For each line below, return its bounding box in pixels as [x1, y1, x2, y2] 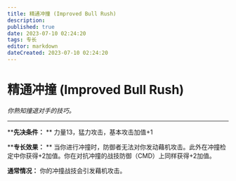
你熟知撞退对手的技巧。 [7, 106, 75, 114]
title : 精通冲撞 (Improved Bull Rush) [7, 10, 117, 18]
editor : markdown [7, 43, 58, 50]
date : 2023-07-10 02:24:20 [7, 29, 86, 37]
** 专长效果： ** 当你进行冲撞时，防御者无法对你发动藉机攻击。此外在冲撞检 [7, 142, 226, 151]
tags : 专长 [7, 36, 37, 43]
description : [7, 17, 46, 24]
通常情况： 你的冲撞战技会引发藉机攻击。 [7, 166, 126, 175]
